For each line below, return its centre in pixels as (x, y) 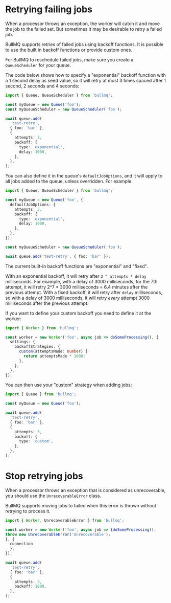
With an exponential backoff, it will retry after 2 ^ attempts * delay (76, 276)
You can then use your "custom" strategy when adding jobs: (69, 385)
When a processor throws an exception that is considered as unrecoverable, (86, 490)
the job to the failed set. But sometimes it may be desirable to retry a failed (84, 29)
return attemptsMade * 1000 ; (55, 356)
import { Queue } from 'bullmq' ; (41, 394)
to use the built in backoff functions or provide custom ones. (69, 50)
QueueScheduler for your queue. (38, 65)
